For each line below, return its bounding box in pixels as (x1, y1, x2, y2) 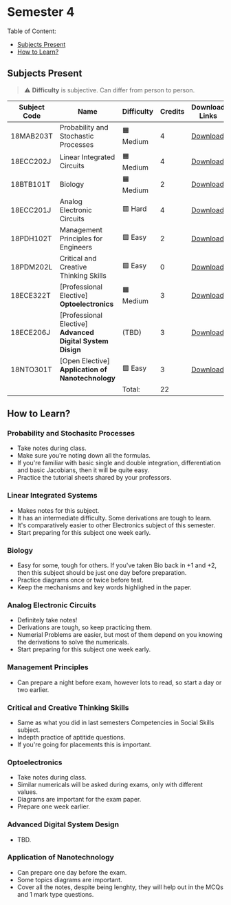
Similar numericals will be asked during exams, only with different (16, 780, 203, 789)
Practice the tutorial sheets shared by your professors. (16, 474, 172, 482)
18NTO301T (10, 365, 53, 374)
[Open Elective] (59, 356, 110, 365)
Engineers (59, 242, 93, 252)
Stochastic (59, 131, 94, 141)
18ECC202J (10, 156, 52, 166)
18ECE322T (10, 290, 52, 300)
